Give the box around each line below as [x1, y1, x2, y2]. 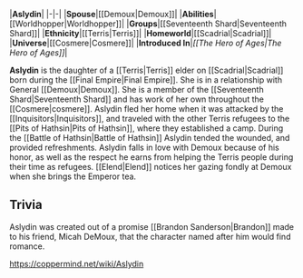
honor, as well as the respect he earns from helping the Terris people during [9, 152, 294, 163]
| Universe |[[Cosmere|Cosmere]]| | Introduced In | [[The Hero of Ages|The [9, 37, 282, 48]
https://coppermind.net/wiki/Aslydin [9, 258, 144, 269]
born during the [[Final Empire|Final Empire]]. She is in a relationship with [9, 74, 283, 85]
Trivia [9, 197, 43, 213]
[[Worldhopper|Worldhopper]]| [9, 18, 125, 29]
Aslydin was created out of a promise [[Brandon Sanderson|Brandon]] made [9, 221, 295, 232]
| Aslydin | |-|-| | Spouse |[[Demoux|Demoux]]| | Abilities [9, 9, 215, 19]
